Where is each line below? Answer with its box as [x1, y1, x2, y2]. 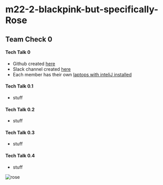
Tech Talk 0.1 [5, 83, 34, 89]
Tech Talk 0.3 [5, 129, 35, 135]
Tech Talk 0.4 [5, 152, 35, 158]
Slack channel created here [12, 66, 71, 72]
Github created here [12, 60, 55, 67]
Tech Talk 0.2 [5, 106, 35, 112]
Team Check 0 [5, 35, 53, 44]
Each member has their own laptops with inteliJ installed [12, 71, 132, 77]
